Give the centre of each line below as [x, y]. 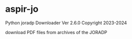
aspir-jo [22, 9]
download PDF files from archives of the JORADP [56, 32]
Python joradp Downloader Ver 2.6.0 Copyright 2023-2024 [66, 23]
